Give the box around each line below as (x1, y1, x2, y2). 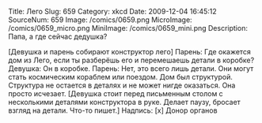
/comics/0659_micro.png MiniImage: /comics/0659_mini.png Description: (8, 24, 248, 32)
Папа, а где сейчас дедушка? (8, 32, 108, 41)
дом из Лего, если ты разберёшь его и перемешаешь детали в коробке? (8, 55, 255, 65)
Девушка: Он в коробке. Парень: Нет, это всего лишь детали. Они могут (8, 64, 254, 73)
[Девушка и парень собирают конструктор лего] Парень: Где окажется (8, 47, 251, 56)
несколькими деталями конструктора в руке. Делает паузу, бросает (8, 98, 241, 106)
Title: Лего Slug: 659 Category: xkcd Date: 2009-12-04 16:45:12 (8, 7, 218, 16)
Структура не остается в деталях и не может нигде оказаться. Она (8, 80, 236, 90)
